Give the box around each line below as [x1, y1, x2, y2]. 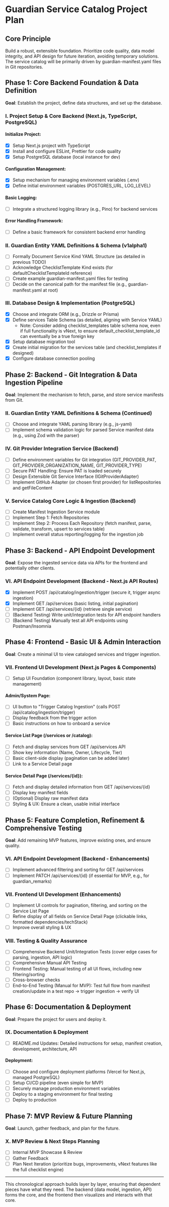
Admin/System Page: [5, 692, 51, 698]
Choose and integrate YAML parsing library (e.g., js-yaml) [12, 421, 132, 427]
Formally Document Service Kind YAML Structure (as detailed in [12, 254, 145, 260]
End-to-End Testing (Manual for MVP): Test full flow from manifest [12, 982, 150, 988]
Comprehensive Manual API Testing [12, 960, 87, 966]
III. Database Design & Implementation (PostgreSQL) [5, 300, 135, 307]
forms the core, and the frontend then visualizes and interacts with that [5, 1191, 152, 1198]
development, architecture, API [12, 1046, 77, 1052]
